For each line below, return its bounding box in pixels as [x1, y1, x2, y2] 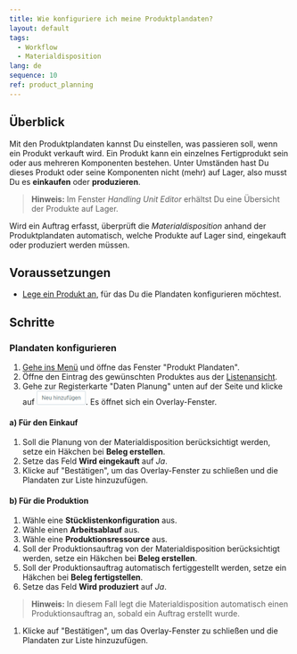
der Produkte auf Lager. [30, 203, 119, 214]
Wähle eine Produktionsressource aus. [21, 534, 168, 545]
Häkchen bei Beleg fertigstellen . [21, 572, 144, 583]
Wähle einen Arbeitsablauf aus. [21, 524, 140, 535]
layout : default [9, 23, 70, 33]
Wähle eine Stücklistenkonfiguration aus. [21, 515, 177, 526]
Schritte [9, 314, 55, 330]
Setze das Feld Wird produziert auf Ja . [21, 582, 167, 592]
